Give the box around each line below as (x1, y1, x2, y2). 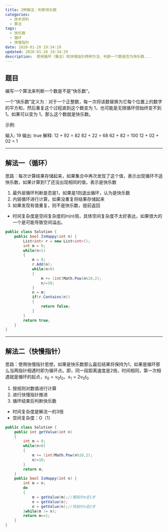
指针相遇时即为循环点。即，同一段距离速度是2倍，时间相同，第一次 (18, 368, 157, 374)
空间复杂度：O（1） (12, 415, 53, 421)
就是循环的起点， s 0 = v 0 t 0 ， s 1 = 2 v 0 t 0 (9, 374, 89, 381)
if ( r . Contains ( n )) (31, 294, 70, 300)
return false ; (40, 304, 70, 309)
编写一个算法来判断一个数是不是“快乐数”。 (5, 88, 92, 94)
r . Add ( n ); (31, 262, 52, 267)
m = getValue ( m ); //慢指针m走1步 (31, 494, 96, 499)
